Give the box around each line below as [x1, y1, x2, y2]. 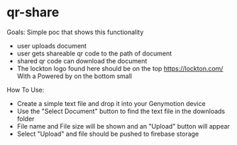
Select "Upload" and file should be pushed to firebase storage [16, 129, 199, 138]
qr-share [6, 4, 60, 21]
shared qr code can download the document [16, 56, 148, 65]
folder [16, 114, 35, 123]
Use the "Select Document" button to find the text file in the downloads [16, 107, 226, 115]
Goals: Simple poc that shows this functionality [6, 28, 144, 36]
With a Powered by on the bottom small [16, 72, 133, 80]
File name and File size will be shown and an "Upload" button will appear [16, 122, 230, 130]
